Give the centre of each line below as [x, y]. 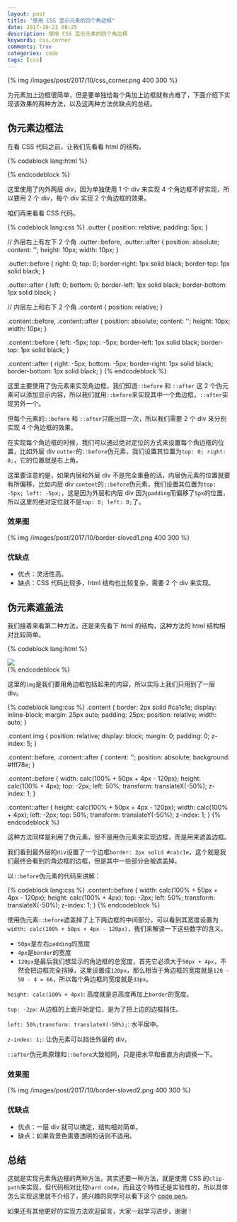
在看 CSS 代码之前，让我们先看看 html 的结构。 [76, 147]
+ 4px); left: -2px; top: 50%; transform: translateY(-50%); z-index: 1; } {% [114, 815]
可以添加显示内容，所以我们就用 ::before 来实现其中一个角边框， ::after [118, 395]
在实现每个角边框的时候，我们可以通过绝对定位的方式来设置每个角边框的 [112, 442]
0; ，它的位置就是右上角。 [45, 460]
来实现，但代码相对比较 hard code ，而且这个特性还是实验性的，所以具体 [124, 1187]
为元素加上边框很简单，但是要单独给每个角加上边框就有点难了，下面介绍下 [116, 95]
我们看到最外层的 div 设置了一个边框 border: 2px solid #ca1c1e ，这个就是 [114, 852]
